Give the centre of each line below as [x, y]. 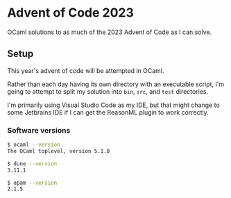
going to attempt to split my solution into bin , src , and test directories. [108, 91]
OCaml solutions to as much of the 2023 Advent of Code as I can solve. [110, 32]
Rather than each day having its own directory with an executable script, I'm [116, 84]
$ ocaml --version [34, 145]
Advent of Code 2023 [70, 13]
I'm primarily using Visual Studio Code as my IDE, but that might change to [113, 105]
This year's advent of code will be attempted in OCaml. [86, 70]
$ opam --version [32, 183]
